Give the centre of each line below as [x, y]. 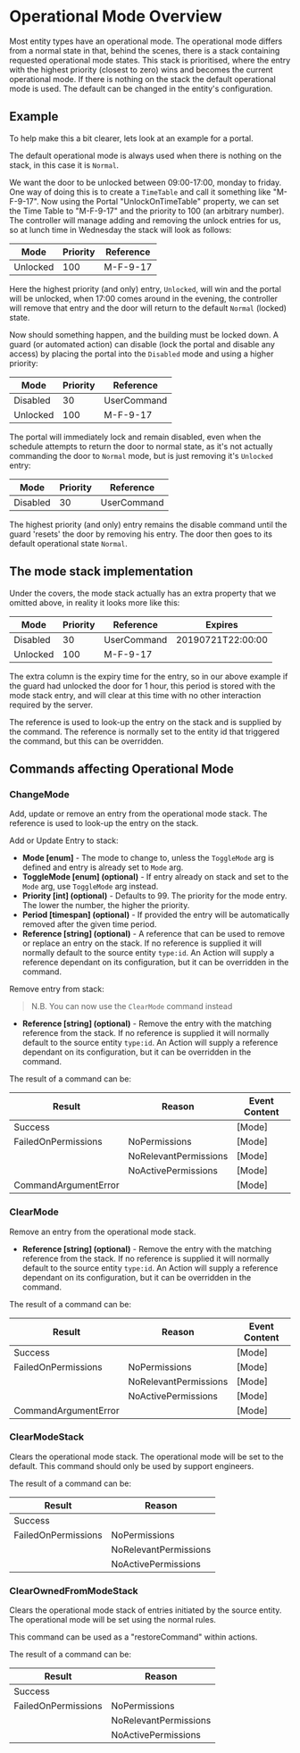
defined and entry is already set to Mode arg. [103, 867]
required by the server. [51, 705]
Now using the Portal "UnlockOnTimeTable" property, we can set [160, 201]
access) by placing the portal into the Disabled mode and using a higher [142, 354]
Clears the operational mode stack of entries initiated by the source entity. [146, 1610]
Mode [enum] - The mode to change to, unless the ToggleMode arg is [148, 858]
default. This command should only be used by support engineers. [132, 1465]
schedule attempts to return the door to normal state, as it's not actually [141, 446]
